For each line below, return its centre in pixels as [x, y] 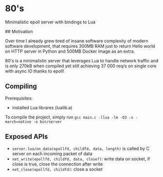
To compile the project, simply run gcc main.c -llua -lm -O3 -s [69, 117]
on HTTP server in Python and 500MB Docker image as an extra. [70, 51]
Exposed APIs [27, 137]
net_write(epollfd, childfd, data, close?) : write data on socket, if [81, 158]
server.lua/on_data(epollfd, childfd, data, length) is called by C [81, 148]
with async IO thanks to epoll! [35, 71]
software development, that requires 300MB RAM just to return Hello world [80, 46]
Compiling [21, 87]
